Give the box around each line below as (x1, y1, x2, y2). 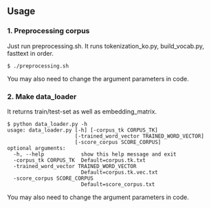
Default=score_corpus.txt (80, 180, 155, 188)
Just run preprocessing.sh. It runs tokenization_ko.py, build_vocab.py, (7, 41, 205, 50)
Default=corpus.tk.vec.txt (80, 169, 158, 176)
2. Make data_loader (7, 92, 77, 101)
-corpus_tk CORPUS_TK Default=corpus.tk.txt (13, 156, 146, 164)
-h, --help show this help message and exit (13, 151, 177, 158)
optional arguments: (7, 145, 67, 152)
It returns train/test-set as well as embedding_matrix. (7, 107, 157, 116)
